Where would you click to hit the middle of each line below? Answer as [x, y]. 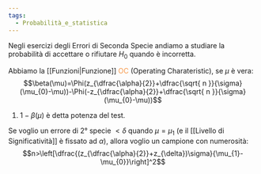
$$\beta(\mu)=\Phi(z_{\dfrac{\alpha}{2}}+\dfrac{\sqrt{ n [115, 83]
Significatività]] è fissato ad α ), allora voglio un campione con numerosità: [129, 141]
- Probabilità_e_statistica [62, 23]
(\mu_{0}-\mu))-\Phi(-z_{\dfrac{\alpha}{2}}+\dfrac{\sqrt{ [112, 92]
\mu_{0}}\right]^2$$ [133, 162]
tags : [17, 15]
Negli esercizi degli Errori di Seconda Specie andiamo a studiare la [117, 45]
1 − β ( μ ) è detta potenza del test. [72, 115]
